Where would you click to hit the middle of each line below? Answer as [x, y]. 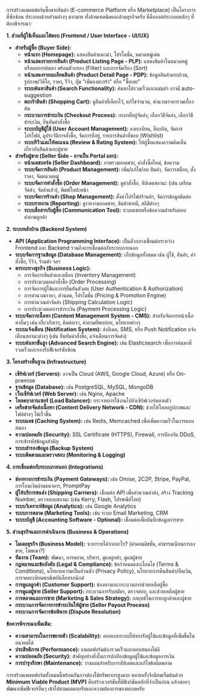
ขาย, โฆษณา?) [30, 550]
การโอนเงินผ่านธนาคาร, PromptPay [53, 486]
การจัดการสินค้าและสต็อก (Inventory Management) [80, 275]
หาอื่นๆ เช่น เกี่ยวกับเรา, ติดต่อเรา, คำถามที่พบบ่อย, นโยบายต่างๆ [78, 322]
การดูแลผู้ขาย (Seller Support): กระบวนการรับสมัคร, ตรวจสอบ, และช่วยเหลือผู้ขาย [99, 591]
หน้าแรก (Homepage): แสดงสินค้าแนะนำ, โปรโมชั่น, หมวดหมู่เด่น [92, 54]
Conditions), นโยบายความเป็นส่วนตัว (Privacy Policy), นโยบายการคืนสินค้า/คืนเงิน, [104, 571]
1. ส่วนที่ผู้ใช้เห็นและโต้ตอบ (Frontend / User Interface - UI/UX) [78, 36]
